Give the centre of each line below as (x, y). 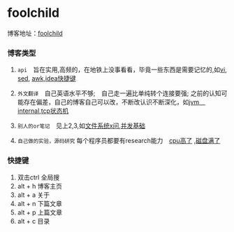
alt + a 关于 (34, 195)
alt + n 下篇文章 (40, 203)
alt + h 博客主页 (40, 186)
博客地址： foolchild (35, 33)
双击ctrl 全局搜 (38, 177)
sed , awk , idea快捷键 (47, 79)
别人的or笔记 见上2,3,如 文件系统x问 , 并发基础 (81, 126)
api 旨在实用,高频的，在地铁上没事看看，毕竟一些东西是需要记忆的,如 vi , (122, 70)
